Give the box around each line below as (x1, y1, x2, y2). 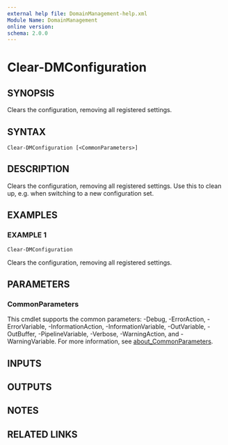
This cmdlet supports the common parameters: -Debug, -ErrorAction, (7, 315, 206, 324)
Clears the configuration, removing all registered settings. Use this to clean (7, 182, 222, 190)
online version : (7, 23, 54, 30)
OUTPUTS (7, 381, 52, 393)
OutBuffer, (7, 330, 37, 338)
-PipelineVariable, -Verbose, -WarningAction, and (38, 330, 179, 338)
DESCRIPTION (7, 163, 70, 175)
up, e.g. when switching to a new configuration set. (7, 189, 154, 197)
